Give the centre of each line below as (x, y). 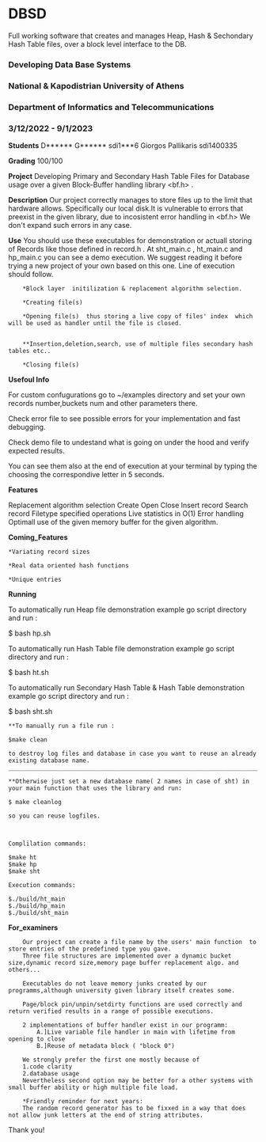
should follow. (31, 274)
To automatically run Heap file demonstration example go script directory (127, 609)
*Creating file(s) (53, 302)
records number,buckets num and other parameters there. (103, 403)
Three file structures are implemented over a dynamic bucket (127, 956)
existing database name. (49, 761)
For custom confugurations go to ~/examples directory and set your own (127, 395)
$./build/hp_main (37, 906)
